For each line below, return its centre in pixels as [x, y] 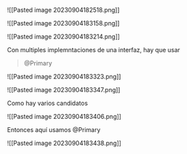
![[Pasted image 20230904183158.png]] [63, 23]
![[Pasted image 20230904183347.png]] [64, 90]
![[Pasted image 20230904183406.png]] [64, 117]
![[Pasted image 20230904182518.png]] [63, 10]
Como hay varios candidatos [48, 103]
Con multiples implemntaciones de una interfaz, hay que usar [93, 50]
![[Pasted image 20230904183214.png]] [63, 36]
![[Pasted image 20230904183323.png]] [64, 76]
